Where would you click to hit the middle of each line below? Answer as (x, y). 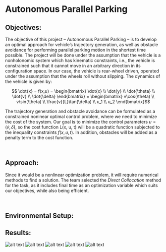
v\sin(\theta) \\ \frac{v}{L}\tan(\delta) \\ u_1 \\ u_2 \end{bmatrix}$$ (83, 102)
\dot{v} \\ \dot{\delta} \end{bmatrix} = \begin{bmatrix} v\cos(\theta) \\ (83, 96)
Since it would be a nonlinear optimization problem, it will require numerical (82, 175)
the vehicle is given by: (28, 81)
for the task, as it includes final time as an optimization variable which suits (82, 185)
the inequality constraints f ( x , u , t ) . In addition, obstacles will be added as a (81, 132)
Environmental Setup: (39, 216)
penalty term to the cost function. (39, 138)
